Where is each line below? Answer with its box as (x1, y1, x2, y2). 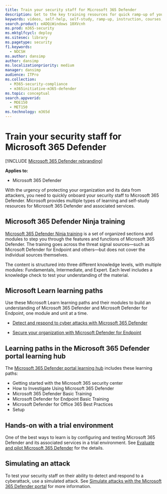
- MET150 (9, 105, 28, 110)
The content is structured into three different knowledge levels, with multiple (5, 261, 162, 267)
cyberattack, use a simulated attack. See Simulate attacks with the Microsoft (5, 478, 162, 484)
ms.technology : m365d (5, 109, 50, 115)
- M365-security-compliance (9, 81, 68, 86)
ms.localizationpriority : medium (5, 63, 75, 68)
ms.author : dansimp (5, 53, 46, 59)
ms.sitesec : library (5, 35, 48, 40)
